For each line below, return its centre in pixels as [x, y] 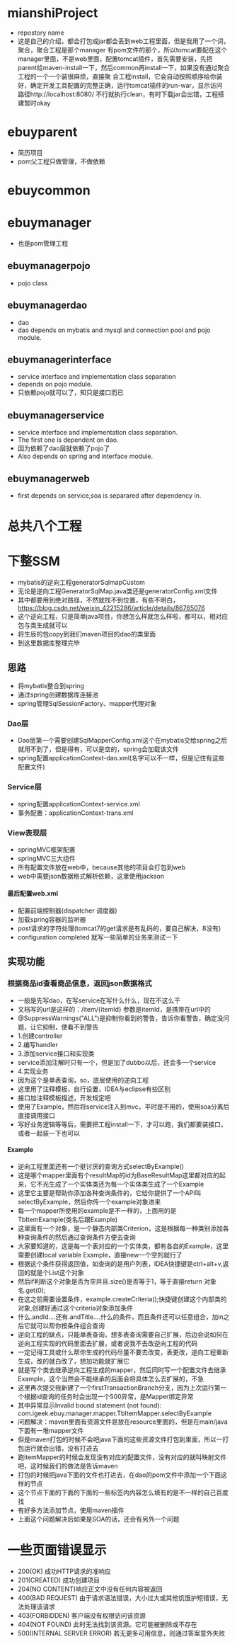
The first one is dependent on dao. [68, 440]
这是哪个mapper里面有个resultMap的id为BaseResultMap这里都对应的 [118, 1175]
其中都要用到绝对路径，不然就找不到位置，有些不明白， [98, 600]
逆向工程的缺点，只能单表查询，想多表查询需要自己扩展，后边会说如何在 [123, 1334]
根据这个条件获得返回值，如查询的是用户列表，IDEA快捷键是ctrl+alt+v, [120, 1263]
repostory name [41, 33]
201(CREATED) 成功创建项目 [59, 1580]
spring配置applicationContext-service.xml [79, 804]
